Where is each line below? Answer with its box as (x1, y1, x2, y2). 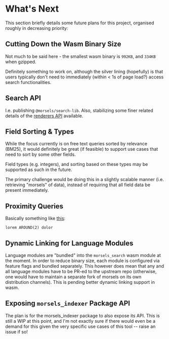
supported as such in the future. (5, 166, 72, 173)
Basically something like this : (5, 216, 66, 222)
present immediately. (5, 187, 49, 193)
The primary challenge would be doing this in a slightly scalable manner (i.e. (5, 177, 164, 183)
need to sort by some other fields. (5, 151, 76, 157)
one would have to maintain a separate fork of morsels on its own (5, 274, 142, 280)
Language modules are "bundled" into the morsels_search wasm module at (5, 252, 161, 258)
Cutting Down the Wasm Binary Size (5, 40, 121, 49)
